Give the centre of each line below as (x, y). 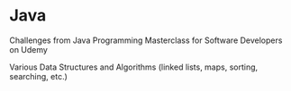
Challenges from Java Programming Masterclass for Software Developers (146, 40)
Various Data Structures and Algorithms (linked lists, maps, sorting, (134, 67)
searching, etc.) (38, 76)
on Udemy (28, 49)
